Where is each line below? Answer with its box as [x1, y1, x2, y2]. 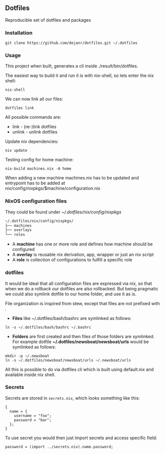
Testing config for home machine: [5, 157, 74, 163]
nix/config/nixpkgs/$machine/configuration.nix [5, 185, 100, 191]
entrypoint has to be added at [5, 180, 66, 186]
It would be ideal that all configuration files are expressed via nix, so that [5, 280, 152, 286]
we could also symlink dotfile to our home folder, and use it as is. [5, 291, 136, 297]
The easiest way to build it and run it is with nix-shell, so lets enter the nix [5, 72, 154, 78]
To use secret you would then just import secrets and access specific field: [5, 435, 158, 441]
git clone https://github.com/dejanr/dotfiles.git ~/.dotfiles [5, 40, 138, 46]
